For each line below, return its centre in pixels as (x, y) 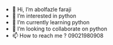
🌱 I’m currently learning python (51, 22)
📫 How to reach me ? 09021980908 (58, 36)
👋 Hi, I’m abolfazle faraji (42, 9)
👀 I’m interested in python (44, 16)
